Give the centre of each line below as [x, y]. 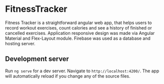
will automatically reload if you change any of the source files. [68, 76]
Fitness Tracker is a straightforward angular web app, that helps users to [79, 23]
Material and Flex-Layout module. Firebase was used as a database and [78, 38]
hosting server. [20, 43]
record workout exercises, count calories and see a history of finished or [79, 28]
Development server [37, 59]
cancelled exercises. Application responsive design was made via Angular [80, 33]
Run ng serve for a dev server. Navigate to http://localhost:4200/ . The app [82, 71]
